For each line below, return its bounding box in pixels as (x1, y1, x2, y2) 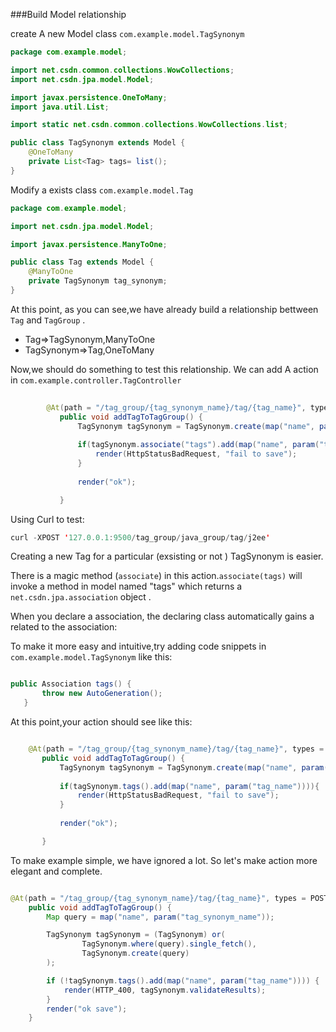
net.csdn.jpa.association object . (10, 591, 152, 603)
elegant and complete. (10, 865, 103, 877)
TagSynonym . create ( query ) (81, 949, 190, 959)
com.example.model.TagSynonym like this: (10, 651, 173, 663)
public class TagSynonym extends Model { (10, 138, 186, 148)
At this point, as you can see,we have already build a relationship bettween (10, 303, 319, 315)
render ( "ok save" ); (46, 1004, 128, 1014)
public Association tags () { (10, 679, 132, 689)
